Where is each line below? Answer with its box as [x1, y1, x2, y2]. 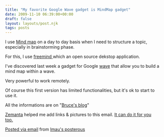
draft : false [5, 16, 32, 21]
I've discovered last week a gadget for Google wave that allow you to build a [5, 63, 160, 69]
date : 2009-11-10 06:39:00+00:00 [5, 12, 74, 17]
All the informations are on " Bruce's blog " [5, 102, 89, 108]
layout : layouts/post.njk [5, 21, 58, 26]
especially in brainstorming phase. [5, 44, 75, 50]
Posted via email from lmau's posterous [5, 126, 85, 133]
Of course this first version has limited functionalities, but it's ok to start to [5, 87, 155, 93]
